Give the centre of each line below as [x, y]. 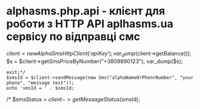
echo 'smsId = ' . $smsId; [40, 88]
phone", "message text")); [40, 83]
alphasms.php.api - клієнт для [86, 11]
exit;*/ [16, 72]
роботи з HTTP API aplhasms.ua [90, 24]
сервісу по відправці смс [73, 37]
